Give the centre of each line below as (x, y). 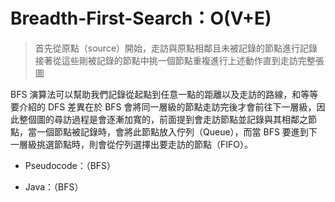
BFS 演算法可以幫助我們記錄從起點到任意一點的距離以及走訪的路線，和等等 (164, 94)
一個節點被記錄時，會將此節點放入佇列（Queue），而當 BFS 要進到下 (177, 131)
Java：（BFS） (54, 186)
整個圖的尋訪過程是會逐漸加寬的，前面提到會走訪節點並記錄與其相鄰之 (163, 119)
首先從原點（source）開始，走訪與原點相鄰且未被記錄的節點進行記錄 (176, 48)
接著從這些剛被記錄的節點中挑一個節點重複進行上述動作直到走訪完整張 (179, 60)
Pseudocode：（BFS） (70, 165)
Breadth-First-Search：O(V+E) (141, 18)
